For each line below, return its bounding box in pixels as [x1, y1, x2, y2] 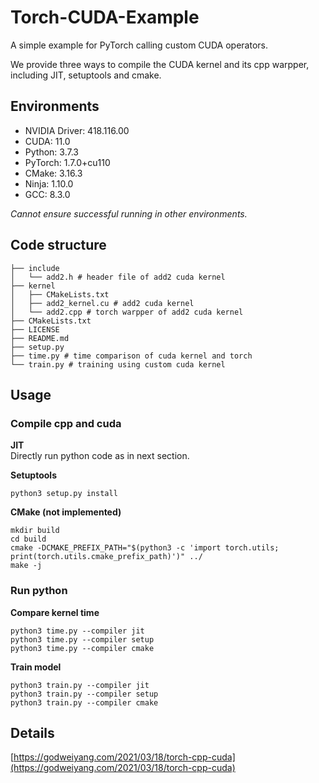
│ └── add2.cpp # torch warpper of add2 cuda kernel [10, 307, 244, 317]
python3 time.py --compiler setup [10, 634, 155, 645]
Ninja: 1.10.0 [24, 177, 74, 190]
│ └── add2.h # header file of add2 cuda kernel [10, 272, 226, 282]
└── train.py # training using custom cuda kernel [10, 359, 226, 370]
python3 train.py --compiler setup [10, 689, 159, 699]
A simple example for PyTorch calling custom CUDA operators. [10, 39, 269, 51]
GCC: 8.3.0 [24, 188, 71, 200]
